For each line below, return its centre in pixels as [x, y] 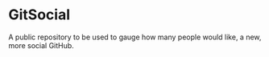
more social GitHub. [41, 45]
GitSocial [39, 15]
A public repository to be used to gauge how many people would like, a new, [135, 37]
